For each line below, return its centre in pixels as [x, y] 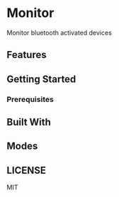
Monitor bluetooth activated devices [59, 33]
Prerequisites [30, 99]
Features [27, 55]
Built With [29, 122]
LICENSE [27, 170]
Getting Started [41, 79]
